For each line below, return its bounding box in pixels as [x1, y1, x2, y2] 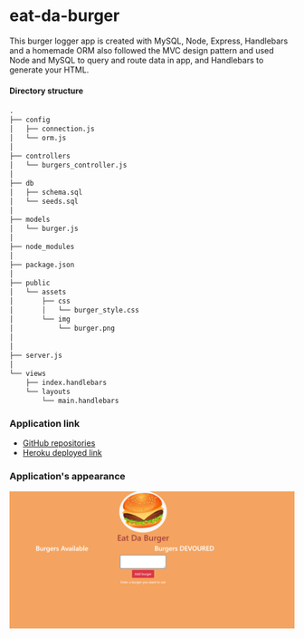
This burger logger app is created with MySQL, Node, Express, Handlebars [9, 35, 289, 46]
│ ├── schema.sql [9, 188, 83, 198]
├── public [9, 278, 51, 288]
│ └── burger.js [9, 224, 79, 234]
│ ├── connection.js [9, 124, 95, 134]
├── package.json [9, 260, 75, 270]
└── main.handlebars [42, 396, 119, 406]
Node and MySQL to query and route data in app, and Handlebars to [9, 54, 264, 65]
